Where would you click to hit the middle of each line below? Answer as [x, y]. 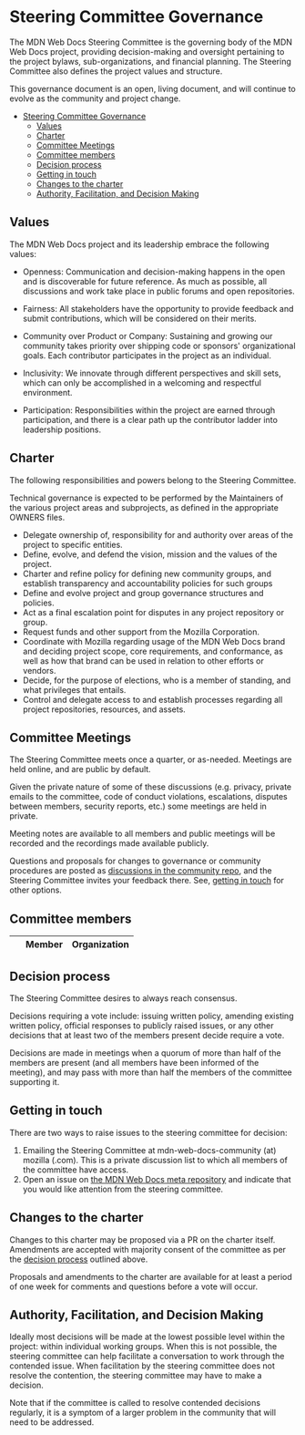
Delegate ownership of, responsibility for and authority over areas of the [158, 534]
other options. [36, 890]
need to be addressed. [52, 1422]
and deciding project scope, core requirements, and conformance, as [153, 651]
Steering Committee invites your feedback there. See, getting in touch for [147, 881]
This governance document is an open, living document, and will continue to [152, 88]
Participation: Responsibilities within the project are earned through [149, 410]
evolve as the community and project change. [95, 98]
